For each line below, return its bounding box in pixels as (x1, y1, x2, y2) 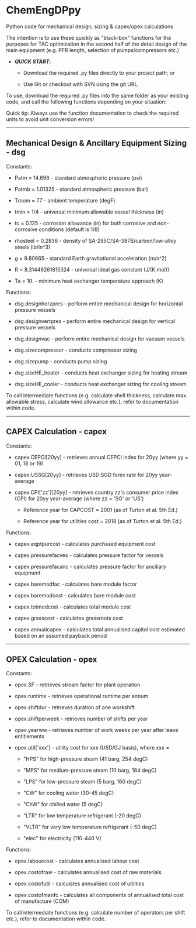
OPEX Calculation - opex (6, 654, 97, 664)
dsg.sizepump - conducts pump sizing (14, 358, 107, 365)
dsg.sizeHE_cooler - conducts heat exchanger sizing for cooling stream (14, 380, 187, 387)
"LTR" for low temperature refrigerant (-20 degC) (23, 812, 142, 819)
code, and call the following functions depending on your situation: (6, 98, 167, 105)
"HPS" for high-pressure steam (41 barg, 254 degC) (23, 755, 148, 762)
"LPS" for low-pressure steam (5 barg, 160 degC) (23, 778, 142, 785)
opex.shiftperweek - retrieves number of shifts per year (14, 715, 148, 723)
